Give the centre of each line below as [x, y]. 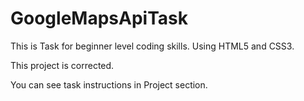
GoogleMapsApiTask [99, 18]
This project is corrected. [62, 65]
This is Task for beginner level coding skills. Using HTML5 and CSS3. [152, 46]
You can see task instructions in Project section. [109, 84]
